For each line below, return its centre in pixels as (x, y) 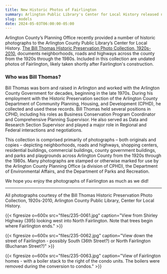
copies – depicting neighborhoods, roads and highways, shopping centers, (82, 145)
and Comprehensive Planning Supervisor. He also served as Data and (76, 119)
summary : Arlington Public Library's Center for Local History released (82, 14)
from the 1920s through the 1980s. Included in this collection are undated (80, 59)
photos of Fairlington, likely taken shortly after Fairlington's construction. (80, 64)
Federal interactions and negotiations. (44, 130)
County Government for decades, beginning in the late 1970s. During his (79, 93)
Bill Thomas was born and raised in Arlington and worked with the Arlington (83, 88)
